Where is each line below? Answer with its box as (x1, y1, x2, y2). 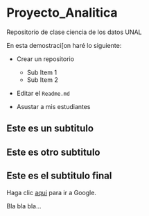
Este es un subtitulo (6, 123, 94, 135)
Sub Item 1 (26, 68, 57, 76)
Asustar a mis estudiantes (16, 102, 91, 110)
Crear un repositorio (16, 54, 74, 63)
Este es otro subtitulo (6, 146, 100, 158)
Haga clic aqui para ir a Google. (6, 188, 96, 197)
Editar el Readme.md (16, 89, 70, 97)
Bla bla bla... (6, 201, 42, 210)
